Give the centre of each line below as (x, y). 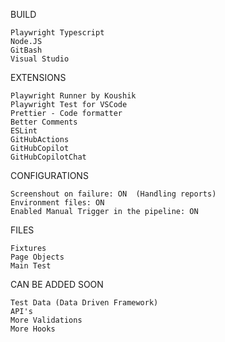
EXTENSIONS (38, 77)
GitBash (26, 50)
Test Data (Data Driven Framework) (84, 303)
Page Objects (37, 257)
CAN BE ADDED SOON (57, 284)
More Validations (46, 320)
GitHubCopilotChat (48, 157)
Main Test (31, 266)
